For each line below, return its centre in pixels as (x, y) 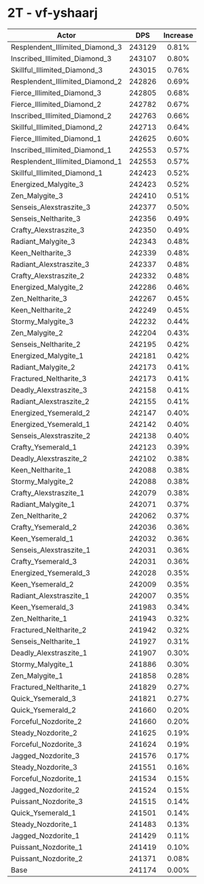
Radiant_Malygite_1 (43, 504)
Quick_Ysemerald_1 (44, 812)
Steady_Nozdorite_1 (44, 824)
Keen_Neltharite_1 (41, 470)
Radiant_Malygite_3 (43, 241)
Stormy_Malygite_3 (42, 321)
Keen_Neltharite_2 (41, 309)
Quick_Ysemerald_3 (44, 698)
